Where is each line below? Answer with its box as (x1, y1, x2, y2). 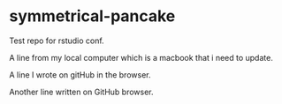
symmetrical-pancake (9, 6, 176, 26)
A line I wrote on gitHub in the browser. (9, 69, 151, 80)
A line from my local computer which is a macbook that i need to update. (9, 52, 274, 63)
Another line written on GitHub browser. (9, 86, 154, 97)
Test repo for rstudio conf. (9, 35, 104, 46)
